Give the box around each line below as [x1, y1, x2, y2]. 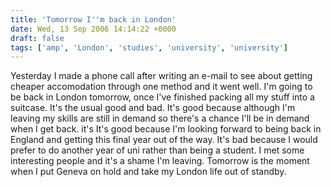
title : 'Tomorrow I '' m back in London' [10, 14, 177, 25]
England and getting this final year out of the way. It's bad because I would [10, 134, 318, 146]
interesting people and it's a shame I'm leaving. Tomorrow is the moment [10, 155, 310, 167]
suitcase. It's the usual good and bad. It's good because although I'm [10, 102, 296, 114]
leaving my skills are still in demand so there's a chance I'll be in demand [10, 112, 310, 125]
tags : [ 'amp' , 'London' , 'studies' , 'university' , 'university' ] [10, 42, 289, 53]
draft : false [10, 33, 65, 43]
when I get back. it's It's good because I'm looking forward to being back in [10, 123, 322, 135]
